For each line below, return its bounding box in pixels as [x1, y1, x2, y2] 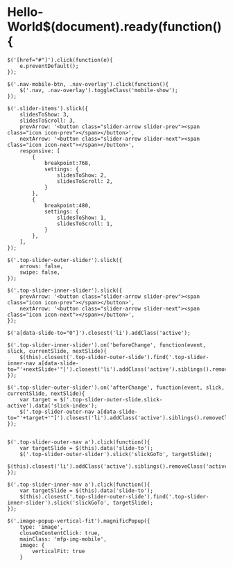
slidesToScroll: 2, [56, 177, 113, 184]
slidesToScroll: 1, [56, 220, 113, 227]
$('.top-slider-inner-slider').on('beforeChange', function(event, [7, 341, 207, 349]
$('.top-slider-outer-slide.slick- [60, 396, 163, 403]
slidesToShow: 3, [19, 111, 70, 118]
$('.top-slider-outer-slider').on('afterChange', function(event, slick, [7, 384, 225, 391]
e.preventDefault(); [19, 62, 79, 69]
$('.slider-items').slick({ [7, 105, 89, 112]
